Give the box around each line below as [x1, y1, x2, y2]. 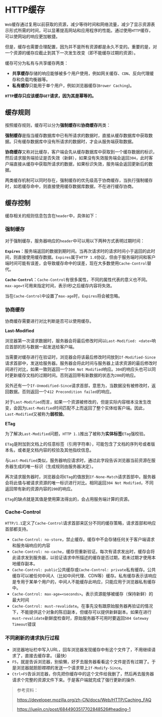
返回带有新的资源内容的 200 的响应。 [5, 486, 75, 492]
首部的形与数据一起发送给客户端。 [9, 344, 77, 350]
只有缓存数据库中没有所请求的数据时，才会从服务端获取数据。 [13, 139, 136, 144]
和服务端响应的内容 [12, 543, 51, 548]
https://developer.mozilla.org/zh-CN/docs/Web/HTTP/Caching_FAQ [16, 697, 152, 702]
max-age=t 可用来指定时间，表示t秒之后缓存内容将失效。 [5, 282, 115, 288]
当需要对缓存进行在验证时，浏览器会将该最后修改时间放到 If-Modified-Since [5, 354, 156, 360]
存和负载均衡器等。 [12, 76, 51, 82]
